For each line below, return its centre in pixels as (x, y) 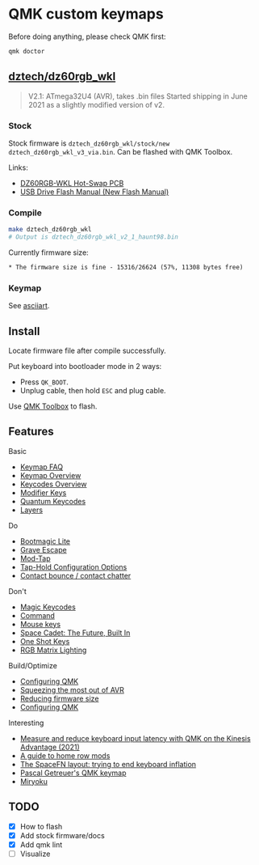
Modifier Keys (43, 492)
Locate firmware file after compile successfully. (88, 350)
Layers (31, 510)
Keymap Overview (50, 475)
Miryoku (34, 781)
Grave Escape (43, 549)
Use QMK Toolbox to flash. (53, 406)
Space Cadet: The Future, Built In (75, 633)
